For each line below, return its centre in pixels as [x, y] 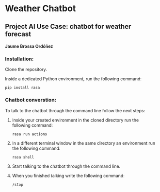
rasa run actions [30, 134]
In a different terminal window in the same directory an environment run [84, 143]
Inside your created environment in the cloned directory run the [75, 120]
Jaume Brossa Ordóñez [29, 46]
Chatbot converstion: [31, 100]
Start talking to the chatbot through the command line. [66, 166]
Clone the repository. [26, 70]
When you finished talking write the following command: [68, 175]
